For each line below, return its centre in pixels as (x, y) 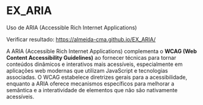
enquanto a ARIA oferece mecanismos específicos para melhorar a (91, 84)
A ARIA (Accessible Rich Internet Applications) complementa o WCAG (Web (101, 51)
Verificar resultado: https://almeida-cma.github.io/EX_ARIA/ (81, 39)
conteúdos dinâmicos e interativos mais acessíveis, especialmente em (94, 64)
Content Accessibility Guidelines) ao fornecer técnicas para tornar (91, 57)
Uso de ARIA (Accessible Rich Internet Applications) (72, 27)
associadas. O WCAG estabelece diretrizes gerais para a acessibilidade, (97, 77)
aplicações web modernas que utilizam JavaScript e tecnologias (87, 70)
